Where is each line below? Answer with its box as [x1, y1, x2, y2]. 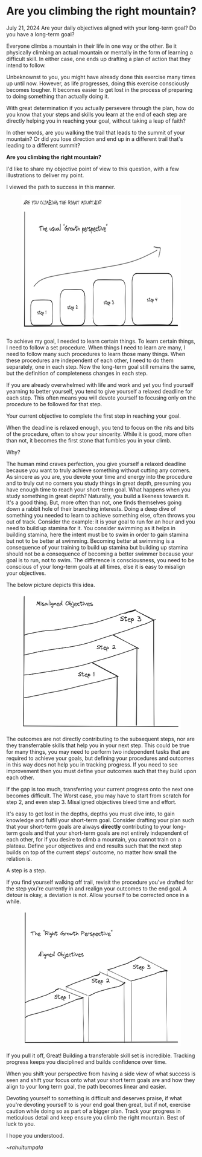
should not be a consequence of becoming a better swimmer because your [6, 550, 194, 557]
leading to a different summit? [6, 141, 80, 149]
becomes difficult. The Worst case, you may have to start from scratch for [6, 792, 190, 799]
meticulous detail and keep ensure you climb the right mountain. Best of [6, 1113, 185, 1121]
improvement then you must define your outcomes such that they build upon [6, 767, 197, 774]
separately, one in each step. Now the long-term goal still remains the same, [6, 363, 196, 370]
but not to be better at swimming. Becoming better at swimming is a [6, 537, 175, 545]
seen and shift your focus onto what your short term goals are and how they [6, 1076, 195, 1083]
